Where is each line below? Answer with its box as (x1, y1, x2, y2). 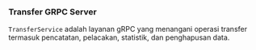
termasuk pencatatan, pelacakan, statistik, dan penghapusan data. (8, 33, 230, 42)
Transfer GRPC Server (8, 6, 97, 17)
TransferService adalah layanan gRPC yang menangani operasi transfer (8, 25, 248, 34)
